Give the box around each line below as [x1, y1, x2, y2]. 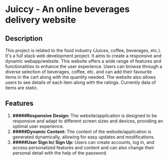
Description [5, 34, 43, 43]
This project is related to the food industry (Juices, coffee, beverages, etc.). [5, 48, 161, 53]
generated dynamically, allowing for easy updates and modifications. [12, 134, 155, 140]
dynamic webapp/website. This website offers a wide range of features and [5, 58, 161, 64]
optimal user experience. [12, 123, 64, 129]
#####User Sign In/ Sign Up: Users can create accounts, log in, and [12, 139, 154, 145]
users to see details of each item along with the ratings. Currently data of [5, 79, 156, 85]
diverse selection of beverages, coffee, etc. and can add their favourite [5, 69, 152, 75]
